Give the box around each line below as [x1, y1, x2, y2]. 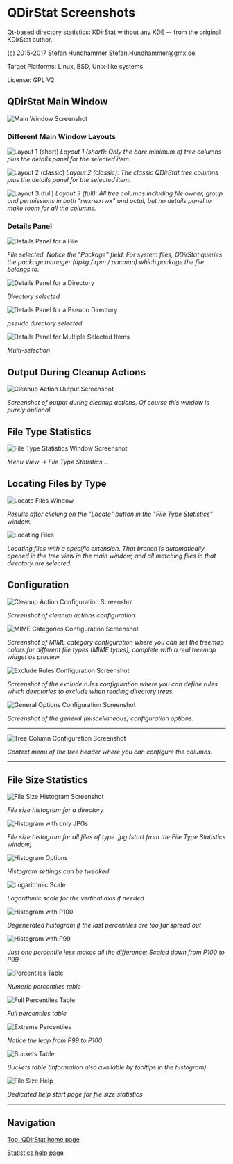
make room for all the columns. [7, 204, 96, 213]
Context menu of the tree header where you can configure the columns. [7, 747, 213, 756]
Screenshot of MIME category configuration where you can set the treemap [7, 638, 224, 646]
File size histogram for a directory [7, 806, 104, 814]
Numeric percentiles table [7, 983, 81, 991]
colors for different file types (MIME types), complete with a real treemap [7, 645, 216, 654]
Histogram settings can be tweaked [7, 867, 110, 875]
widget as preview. [7, 652, 61, 661]
